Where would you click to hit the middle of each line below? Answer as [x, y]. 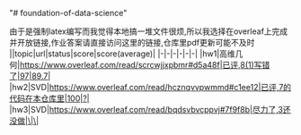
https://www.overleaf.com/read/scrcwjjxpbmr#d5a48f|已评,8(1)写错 [145, 65]
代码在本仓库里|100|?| [49, 98]
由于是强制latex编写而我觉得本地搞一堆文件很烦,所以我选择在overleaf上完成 [149, 31]
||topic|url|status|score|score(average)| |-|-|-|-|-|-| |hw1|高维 [122, 54]
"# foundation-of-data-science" [68, 13]
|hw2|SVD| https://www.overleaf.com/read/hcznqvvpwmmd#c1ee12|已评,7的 [150, 87]
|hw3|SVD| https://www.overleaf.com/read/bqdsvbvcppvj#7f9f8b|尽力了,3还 [150, 110]
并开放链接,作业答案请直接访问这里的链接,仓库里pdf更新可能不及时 [132, 42]
